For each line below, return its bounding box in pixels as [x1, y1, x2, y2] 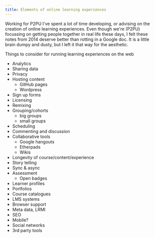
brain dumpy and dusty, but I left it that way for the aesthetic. [5, 41, 129, 47]
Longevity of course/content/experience [12, 154, 94, 160]
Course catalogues [12, 191, 51, 197]
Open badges [19, 175, 48, 181]
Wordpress [19, 86, 42, 92]
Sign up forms [12, 92, 41, 98]
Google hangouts [19, 138, 55, 145]
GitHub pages [19, 81, 48, 87]
